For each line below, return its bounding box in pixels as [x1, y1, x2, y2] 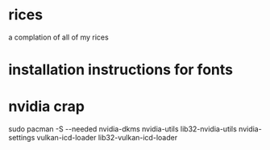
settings [8, 133, 35, 143]
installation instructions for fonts [8, 60, 234, 79]
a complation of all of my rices [8, 32, 109, 42]
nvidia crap [8, 98, 85, 116]
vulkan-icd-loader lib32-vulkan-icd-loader [36, 133, 178, 143]
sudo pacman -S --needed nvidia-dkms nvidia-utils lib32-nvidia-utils [8, 124, 238, 134]
